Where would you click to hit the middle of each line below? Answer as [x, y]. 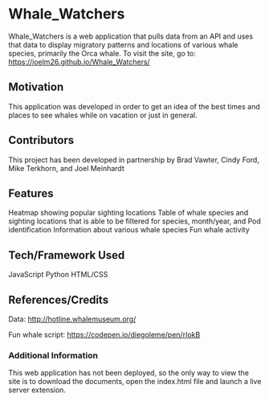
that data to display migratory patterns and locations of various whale [123, 44]
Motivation [36, 87]
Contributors [41, 140]
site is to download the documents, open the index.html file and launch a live [135, 382]
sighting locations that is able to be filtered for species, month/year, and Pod [134, 221]
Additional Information [53, 355]
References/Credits [59, 299]
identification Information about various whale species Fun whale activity [129, 230]
